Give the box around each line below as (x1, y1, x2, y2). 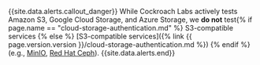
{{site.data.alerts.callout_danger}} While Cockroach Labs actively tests (8, 7, 238, 16)
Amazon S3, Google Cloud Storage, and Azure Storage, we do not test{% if (8, 15, 253, 24)
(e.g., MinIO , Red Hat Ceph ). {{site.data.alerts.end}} (8, 49, 176, 57)
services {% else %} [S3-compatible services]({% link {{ (8, 31, 192, 41)
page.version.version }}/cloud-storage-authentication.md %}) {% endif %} (8, 40, 251, 49)
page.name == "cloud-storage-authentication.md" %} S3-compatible (8, 23, 234, 32)
